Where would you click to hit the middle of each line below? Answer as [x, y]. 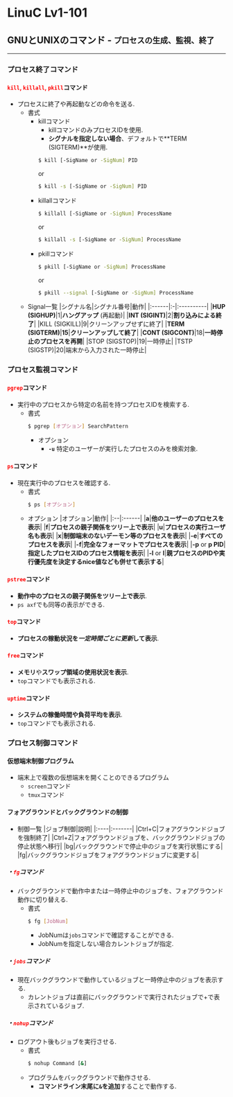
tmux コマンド [46, 795]
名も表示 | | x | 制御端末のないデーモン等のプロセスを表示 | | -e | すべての [125, 536]
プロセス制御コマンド [43, 743]
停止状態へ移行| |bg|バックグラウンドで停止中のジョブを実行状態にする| [120, 846]
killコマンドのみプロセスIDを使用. [96, 130]
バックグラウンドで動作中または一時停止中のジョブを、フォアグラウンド [120, 890]
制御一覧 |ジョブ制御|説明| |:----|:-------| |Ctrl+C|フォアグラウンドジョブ [121, 829]
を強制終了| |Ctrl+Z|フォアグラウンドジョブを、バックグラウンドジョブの [121, 837]
